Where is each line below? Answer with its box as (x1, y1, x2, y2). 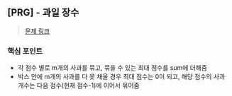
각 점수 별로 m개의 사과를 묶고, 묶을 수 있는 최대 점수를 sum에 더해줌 (17, 64, 208, 72)
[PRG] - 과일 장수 (7, 6, 79, 19)
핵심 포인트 (7, 46, 43, 56)
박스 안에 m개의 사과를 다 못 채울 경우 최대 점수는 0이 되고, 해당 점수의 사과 (17, 73, 226, 81)
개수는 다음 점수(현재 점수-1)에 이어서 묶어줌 (17, 81, 140, 90)
